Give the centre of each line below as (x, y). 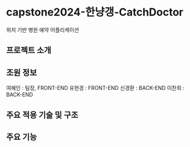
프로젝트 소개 (29, 50)
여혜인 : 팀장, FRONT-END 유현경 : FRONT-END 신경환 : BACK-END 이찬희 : (95, 88)
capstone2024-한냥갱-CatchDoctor (95, 12)
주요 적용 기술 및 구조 (42, 115)
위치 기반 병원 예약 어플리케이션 (43, 30)
